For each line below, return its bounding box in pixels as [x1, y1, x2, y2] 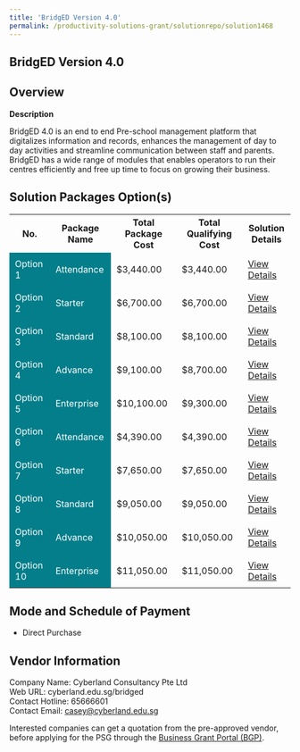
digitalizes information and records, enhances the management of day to [9, 135, 277, 146]
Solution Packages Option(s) [9, 189, 172, 205]
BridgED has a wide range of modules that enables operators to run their [9, 154, 277, 165]
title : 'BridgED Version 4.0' [9, 13, 122, 22]
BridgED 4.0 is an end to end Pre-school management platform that [9, 126, 257, 137]
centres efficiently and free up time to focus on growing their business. [9, 163, 271, 174]
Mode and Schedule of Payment [9, 604, 191, 619]
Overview [9, 85, 65, 100]
